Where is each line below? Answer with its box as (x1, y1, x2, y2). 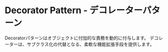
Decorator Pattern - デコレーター (5, 5, 143, 16)
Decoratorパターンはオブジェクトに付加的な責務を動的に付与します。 (5, 35, 149, 41)
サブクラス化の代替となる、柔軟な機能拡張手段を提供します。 (26, 41, 154, 47)
